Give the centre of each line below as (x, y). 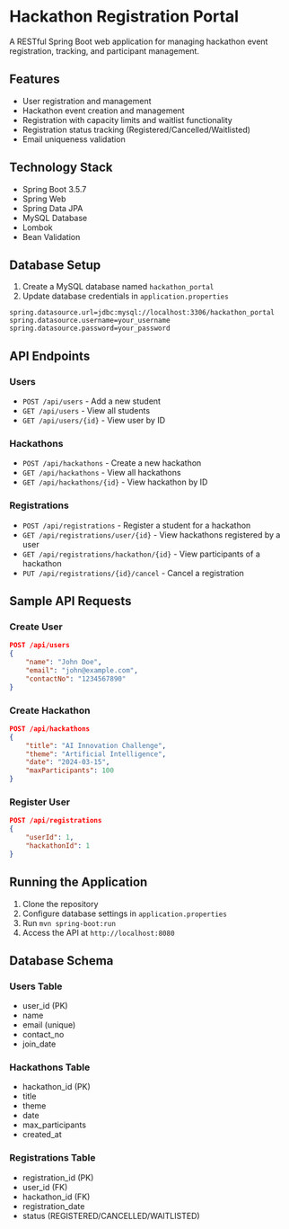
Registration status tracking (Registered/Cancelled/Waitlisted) (136, 129)
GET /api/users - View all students (86, 411)
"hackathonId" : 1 (58, 846)
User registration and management (87, 101)
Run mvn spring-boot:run (69, 922)
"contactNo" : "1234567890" (76, 679)
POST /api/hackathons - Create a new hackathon (112, 463)
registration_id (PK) (58, 1177)
